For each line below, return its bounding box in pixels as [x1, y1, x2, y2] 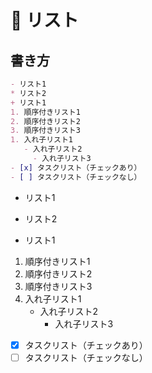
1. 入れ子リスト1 [10, 135, 73, 145]
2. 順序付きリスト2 [10, 116, 81, 126]
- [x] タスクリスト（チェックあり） [10, 162, 142, 173]
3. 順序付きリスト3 [10, 126, 81, 136]
